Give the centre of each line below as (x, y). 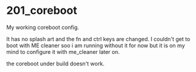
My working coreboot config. (43, 27)
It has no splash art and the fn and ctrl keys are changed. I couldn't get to (98, 39)
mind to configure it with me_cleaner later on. (63, 51)
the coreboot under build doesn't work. (55, 64)
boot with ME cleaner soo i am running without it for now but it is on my (96, 45)
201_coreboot (42, 11)
